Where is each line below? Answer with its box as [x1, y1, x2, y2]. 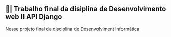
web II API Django [5, 13, 62, 21]
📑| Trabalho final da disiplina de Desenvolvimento [5, 5, 166, 13]
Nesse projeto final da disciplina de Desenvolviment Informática [5, 26, 139, 32]
